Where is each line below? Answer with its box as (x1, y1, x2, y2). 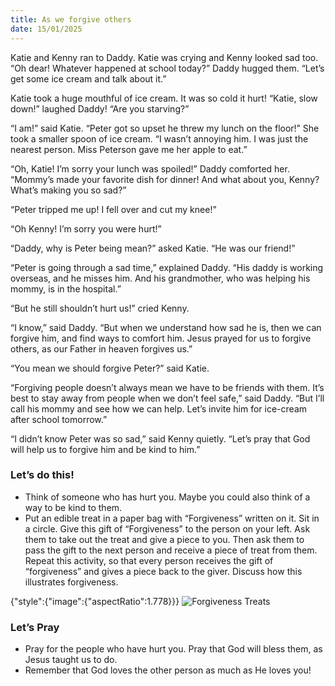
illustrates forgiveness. (24, 576, 119, 588)
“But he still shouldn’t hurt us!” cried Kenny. (10, 302, 190, 314)
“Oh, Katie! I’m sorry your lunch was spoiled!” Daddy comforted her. (10, 162, 290, 175)
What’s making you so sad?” (10, 184, 127, 196)
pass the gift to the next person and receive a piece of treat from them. (24, 544, 318, 556)
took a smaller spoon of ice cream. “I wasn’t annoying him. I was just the (10, 132, 309, 145)
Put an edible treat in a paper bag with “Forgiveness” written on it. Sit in (24, 512, 320, 524)
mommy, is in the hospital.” (10, 282, 122, 295)
